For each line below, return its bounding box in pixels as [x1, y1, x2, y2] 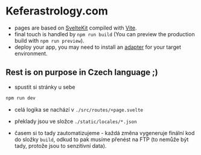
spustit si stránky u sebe [14, 83, 75, 90]
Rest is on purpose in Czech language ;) [5, 68, 158, 78]
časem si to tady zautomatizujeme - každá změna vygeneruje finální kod [14, 129, 195, 136]
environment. [14, 49, 48, 57]
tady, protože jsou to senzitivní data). [14, 142, 107, 149]
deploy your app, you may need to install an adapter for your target [14, 43, 182, 51]
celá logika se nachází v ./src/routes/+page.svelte [14, 106, 143, 113]
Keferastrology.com [5, 4, 108, 18]
